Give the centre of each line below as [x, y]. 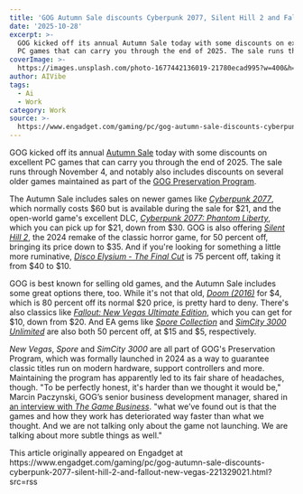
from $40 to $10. [41, 266]
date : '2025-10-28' [46, 26]
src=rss [23, 481]
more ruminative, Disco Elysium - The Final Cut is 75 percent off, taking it [145, 256]
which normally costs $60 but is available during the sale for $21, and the [145, 208]
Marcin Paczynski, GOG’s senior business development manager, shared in [149, 397]
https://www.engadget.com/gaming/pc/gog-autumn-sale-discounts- [137, 462]
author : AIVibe [38, 77]
